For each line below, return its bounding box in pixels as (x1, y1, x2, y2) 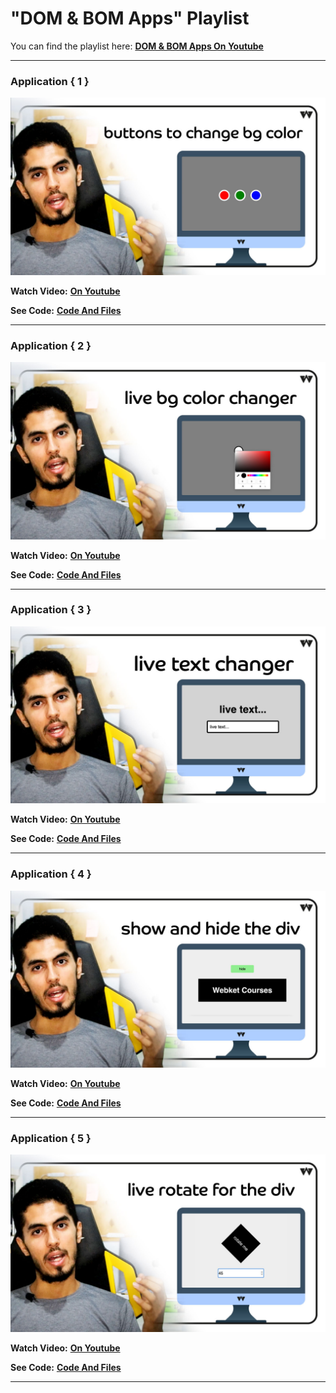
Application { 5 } (10, 1132, 92, 1146)
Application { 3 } (10, 603, 92, 617)
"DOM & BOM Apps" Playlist (10, 7, 250, 30)
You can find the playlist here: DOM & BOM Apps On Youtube (10, 40, 264, 52)
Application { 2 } (10, 338, 92, 352)
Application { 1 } (10, 74, 90, 88)
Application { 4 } (10, 867, 92, 881)
